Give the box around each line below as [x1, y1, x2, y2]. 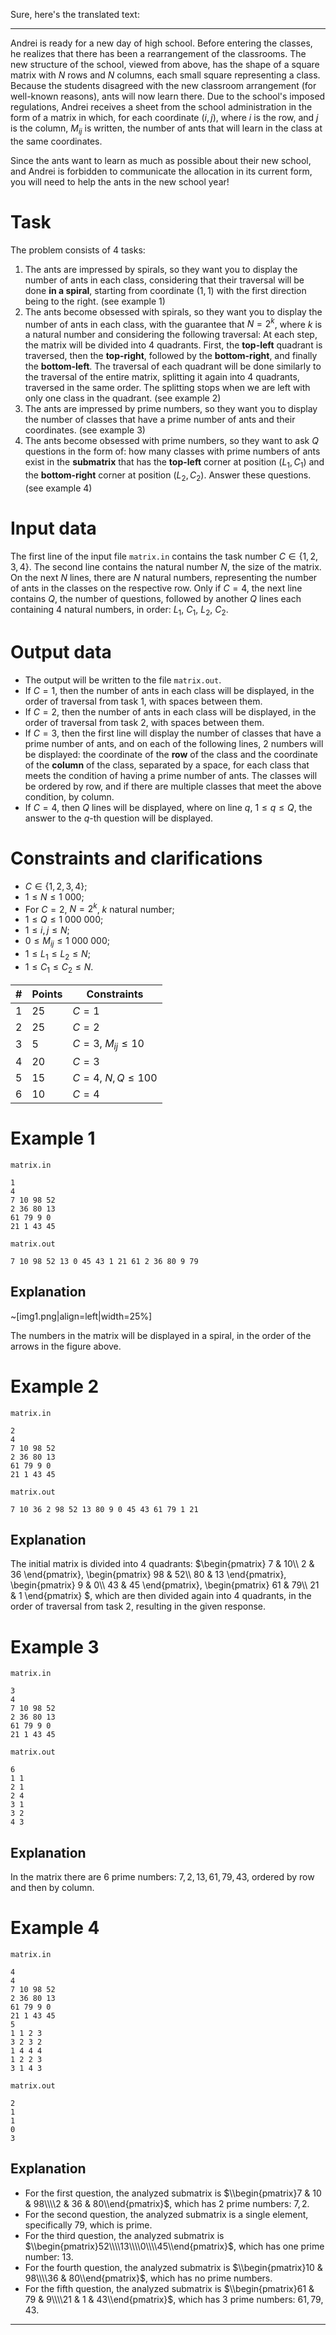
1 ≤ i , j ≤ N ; [24, 924, 70, 936]
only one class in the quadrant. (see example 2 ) [24, 392, 222, 404]
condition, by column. [24, 790, 115, 803]
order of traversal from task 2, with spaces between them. [24, 716, 265, 728]
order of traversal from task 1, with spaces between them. [24, 695, 263, 707]
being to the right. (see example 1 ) [24, 295, 166, 307]
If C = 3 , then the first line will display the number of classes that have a [24, 727, 322, 739]
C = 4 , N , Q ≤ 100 [72, 1070, 158, 1084]
